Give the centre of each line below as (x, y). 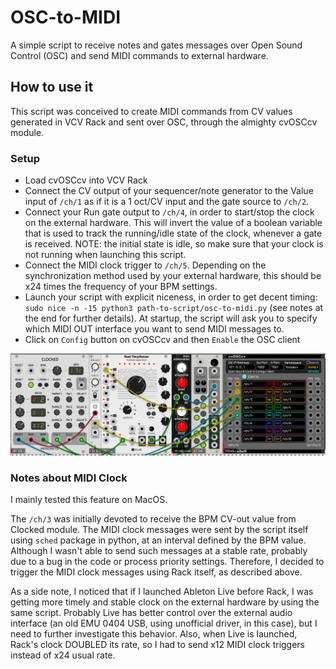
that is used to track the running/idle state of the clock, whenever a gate (173, 233)
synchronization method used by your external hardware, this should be (173, 276)
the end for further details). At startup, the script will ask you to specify (171, 318)
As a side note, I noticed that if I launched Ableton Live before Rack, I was (162, 592)
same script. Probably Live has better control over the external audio (151, 613)
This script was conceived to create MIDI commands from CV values (151, 111)
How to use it (52, 87)
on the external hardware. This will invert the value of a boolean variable (173, 223)
